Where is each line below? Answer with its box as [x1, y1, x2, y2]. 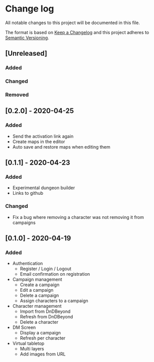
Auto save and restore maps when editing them [12, 144, 110, 150]
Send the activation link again [12, 133, 74, 139]
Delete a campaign [20, 292, 59, 299]
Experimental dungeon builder [12, 185, 75, 191]
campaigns [12, 219, 36, 225]
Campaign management [12, 277, 63, 283]
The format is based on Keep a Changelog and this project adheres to [5, 29, 149, 35]
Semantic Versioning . [5, 35, 49, 41]
